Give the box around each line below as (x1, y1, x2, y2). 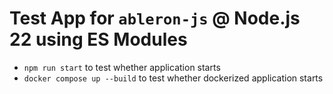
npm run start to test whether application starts (23, 61, 221, 73)
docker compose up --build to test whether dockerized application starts (23, 72, 324, 84)
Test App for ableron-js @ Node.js (9, 7, 301, 30)
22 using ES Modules (9, 28, 188, 51)
